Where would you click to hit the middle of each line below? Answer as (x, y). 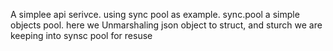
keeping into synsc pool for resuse (81, 35)
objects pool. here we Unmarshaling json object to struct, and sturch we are (166, 25)
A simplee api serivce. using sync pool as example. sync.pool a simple (155, 14)
